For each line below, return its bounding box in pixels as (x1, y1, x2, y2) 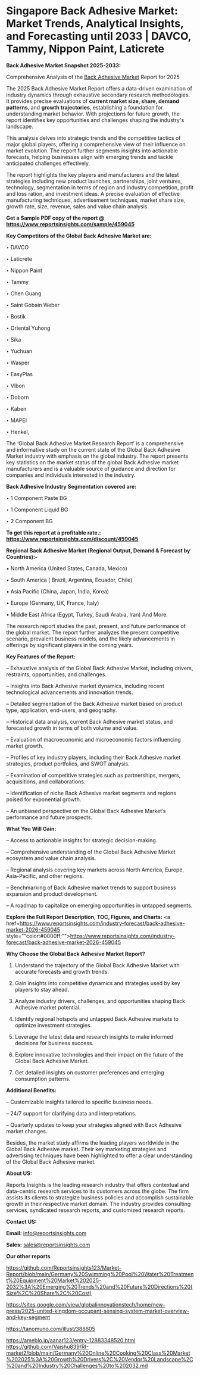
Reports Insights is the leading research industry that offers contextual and (6, 1181, 189, 1188)
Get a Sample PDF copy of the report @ (6, 214, 105, 221)
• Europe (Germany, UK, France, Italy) (6, 599, 99, 607)
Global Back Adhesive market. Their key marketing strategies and (6, 1145, 167, 1152)
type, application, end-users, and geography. (6, 707, 117, 714)
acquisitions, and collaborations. (6, 778, 86, 785)
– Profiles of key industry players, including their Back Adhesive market (6, 754, 181, 761)
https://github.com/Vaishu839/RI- (6, 1343, 89, 1350)
